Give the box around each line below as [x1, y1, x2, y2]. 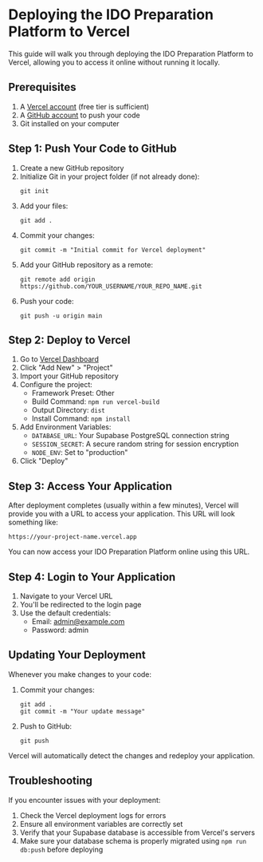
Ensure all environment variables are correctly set [19, 819, 183, 828]
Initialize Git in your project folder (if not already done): [19, 172, 200, 181]
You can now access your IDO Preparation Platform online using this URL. [8, 547, 250, 556]
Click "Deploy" [19, 457, 69, 466]
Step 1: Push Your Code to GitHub [8, 142, 177, 156]
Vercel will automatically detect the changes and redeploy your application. [8, 750, 255, 760]
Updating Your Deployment [8, 648, 146, 662]
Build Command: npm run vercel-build [31, 397, 160, 406]
